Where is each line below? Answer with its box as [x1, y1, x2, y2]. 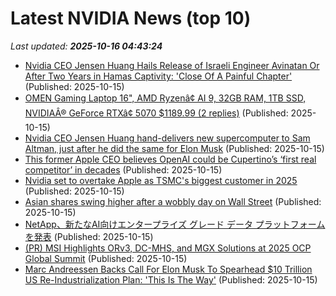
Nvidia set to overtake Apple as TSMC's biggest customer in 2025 [24, 174, 298, 186]
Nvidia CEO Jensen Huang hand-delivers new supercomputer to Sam [24, 132, 311, 144]
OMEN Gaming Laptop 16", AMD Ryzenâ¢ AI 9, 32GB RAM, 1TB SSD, [24, 92, 307, 104]
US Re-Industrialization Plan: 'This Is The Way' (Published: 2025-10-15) [24, 273, 318, 286]
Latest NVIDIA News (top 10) [10, 7, 252, 30]
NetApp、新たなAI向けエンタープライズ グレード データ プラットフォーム [24, 218, 326, 230]
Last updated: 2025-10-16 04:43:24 [10, 40, 163, 52]
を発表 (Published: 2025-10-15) [24, 230, 154, 242]
